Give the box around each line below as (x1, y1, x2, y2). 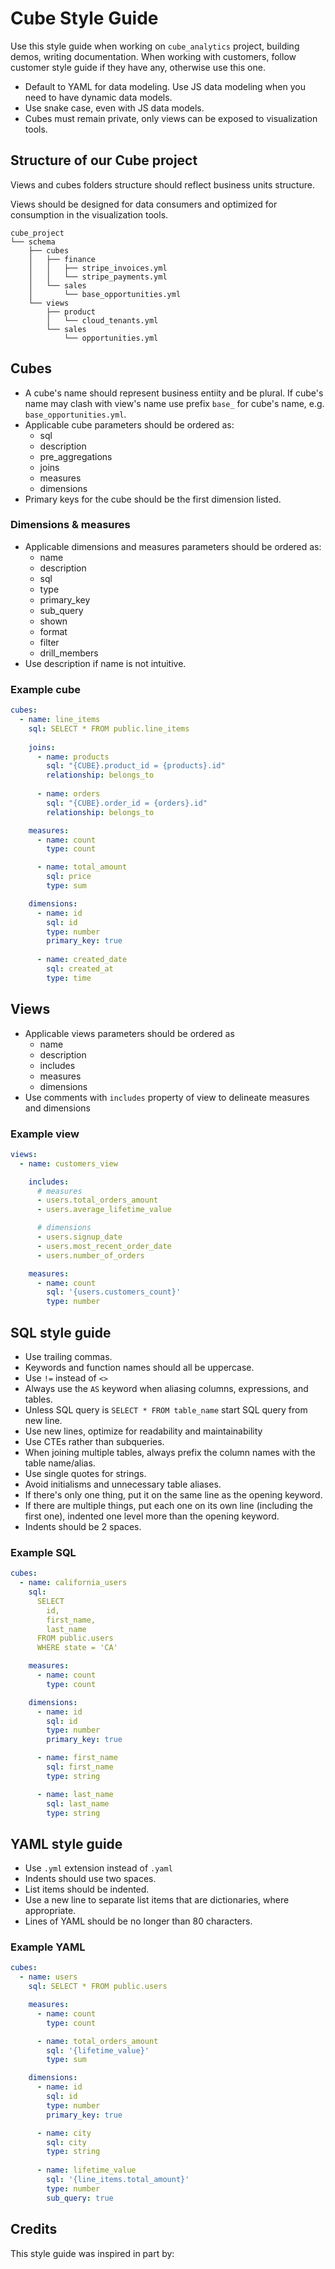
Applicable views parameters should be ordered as (24, 1027, 235, 1039)
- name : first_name (36, 1753, 118, 1763)
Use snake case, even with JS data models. (24, 102, 205, 114)
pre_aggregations (39, 450, 113, 462)
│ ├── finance (28, 254, 97, 264)
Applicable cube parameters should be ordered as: (24, 418, 235, 431)
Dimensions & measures (10, 518, 131, 532)
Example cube (10, 682, 82, 696)
